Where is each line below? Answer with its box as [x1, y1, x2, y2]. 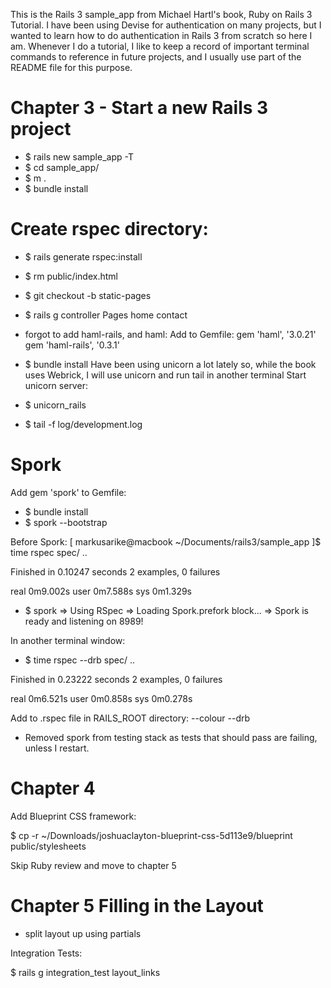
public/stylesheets [10, 840, 87, 852]
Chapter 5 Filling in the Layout [10, 894, 264, 917]
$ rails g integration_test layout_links [10, 966, 161, 978]
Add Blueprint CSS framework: [10, 810, 137, 822]
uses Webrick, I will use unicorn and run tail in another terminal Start [24, 369, 307, 381]
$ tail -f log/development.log [24, 418, 143, 430]
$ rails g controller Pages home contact [24, 309, 188, 321]
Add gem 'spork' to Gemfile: [10, 486, 127, 498]
